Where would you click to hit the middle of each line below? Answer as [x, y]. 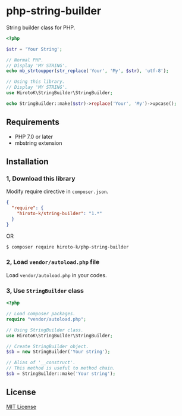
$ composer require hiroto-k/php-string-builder [68, 247]
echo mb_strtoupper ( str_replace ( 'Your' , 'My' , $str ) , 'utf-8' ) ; [87, 71]
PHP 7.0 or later [34, 136]
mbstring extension [38, 143]
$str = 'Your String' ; [34, 49]
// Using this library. [36, 82]
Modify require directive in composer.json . [57, 191]
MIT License [21, 406]
